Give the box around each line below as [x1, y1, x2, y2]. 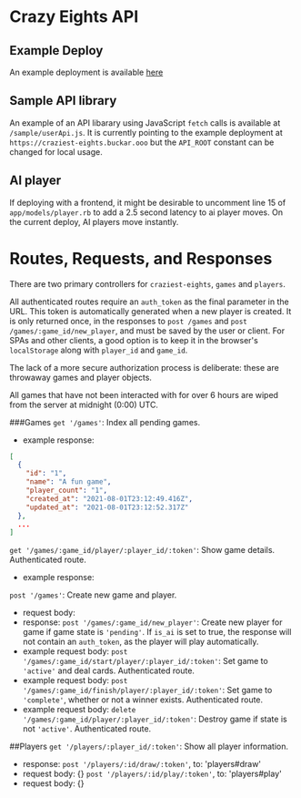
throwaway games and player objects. [9, 372, 153, 383]
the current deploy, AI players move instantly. [9, 216, 179, 227]
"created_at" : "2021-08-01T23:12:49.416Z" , [25, 494, 194, 503]
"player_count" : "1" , [25, 486, 107, 496]
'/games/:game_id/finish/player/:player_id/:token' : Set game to [22, 685, 273, 696]
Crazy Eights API [9, 6, 139, 27]
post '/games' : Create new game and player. [9, 589, 177, 600]
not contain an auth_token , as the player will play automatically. [22, 636, 259, 648]
